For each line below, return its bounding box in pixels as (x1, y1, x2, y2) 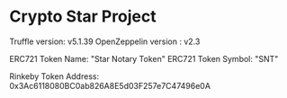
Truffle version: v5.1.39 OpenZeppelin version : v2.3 (9, 36, 201, 47)
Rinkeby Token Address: (9, 70, 100, 82)
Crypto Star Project (9, 6, 157, 27)
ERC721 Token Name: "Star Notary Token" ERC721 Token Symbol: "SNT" (9, 53, 279, 64)
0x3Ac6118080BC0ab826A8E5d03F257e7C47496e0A (9, 80, 211, 91)
